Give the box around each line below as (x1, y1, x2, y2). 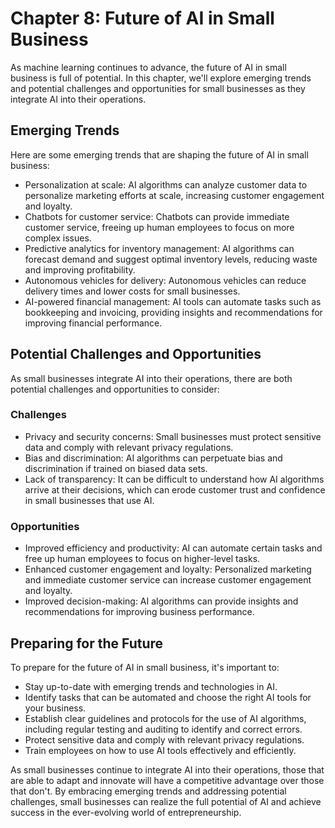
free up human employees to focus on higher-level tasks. (24, 553, 261, 565)
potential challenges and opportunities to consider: (10, 383, 220, 395)
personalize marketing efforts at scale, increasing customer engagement (24, 189, 325, 201)
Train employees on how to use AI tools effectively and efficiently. (24, 744, 297, 756)
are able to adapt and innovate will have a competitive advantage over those (10, 774, 325, 786)
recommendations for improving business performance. (24, 606, 255, 618)
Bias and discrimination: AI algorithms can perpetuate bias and (24, 452, 283, 464)
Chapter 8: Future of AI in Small (10, 7, 275, 30)
